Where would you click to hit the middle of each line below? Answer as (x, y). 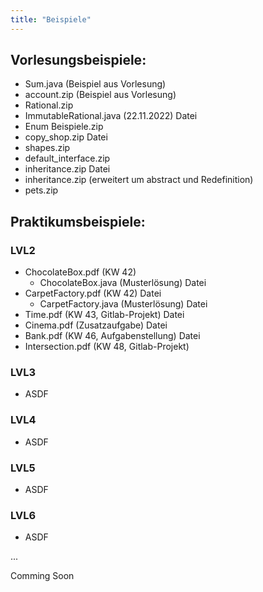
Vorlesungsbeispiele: (78, 60)
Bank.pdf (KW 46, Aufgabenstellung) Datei (112, 336)
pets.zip (41, 190)
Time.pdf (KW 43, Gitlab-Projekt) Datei (104, 315)
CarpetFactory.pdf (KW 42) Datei (93, 293)
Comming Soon (42, 576)
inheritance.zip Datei (67, 169)
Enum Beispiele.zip (64, 127)
